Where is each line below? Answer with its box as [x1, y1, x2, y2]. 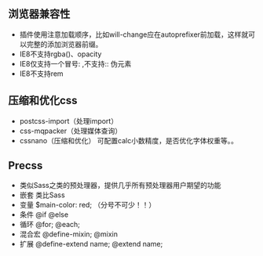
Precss [8, 159, 43, 172]
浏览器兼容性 [8, 7, 71, 21]
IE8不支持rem [19, 69, 64, 78]
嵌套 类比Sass [19, 190, 65, 200]
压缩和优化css [8, 94, 78, 107]
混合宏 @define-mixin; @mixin [19, 229, 119, 239]
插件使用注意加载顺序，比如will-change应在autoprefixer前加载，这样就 [19, 30, 249, 39]
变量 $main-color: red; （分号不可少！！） [19, 200, 156, 210]
